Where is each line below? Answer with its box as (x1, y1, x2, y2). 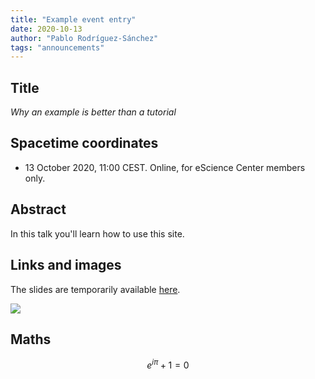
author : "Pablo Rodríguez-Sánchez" (10, 33, 159, 43)
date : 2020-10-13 (10, 24, 83, 34)
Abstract (10, 201, 67, 218)
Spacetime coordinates (10, 135, 159, 152)
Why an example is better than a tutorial (10, 106, 177, 118)
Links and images (10, 257, 122, 274)
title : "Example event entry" (10, 14, 137, 25)
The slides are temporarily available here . (10, 283, 181, 295)
